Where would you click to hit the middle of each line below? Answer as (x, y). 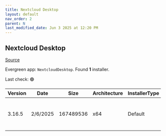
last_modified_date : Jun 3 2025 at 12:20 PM (52, 28)
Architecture (108, 93)
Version (17, 93)
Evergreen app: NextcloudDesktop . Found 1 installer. (57, 69)
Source (12, 60)
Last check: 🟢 (20, 79)
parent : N (15, 23)
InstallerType (144, 93)
